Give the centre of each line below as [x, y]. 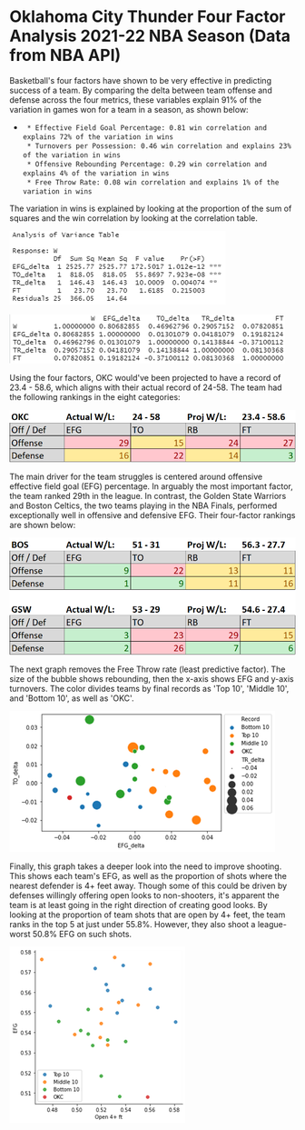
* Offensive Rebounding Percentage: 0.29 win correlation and [147, 164]
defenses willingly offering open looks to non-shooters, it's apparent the [144, 895]
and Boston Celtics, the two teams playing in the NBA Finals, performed [143, 505]
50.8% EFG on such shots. [82, 935]
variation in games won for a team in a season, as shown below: [129, 109]
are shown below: [43, 525]
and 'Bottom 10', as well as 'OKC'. [72, 698]
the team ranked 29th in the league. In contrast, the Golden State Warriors [148, 495]
